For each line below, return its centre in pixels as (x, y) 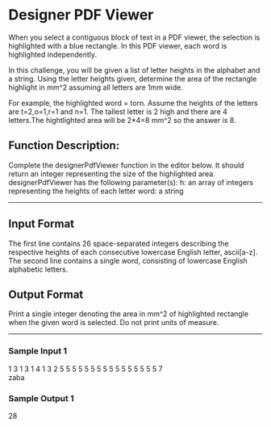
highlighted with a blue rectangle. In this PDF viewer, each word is (118, 45)
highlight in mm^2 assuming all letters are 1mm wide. (96, 87)
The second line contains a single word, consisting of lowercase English (128, 260)
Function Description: (64, 146)
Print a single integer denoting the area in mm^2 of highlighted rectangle (128, 314)
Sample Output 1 (41, 398)
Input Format (42, 224)
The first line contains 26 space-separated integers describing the (119, 243)
